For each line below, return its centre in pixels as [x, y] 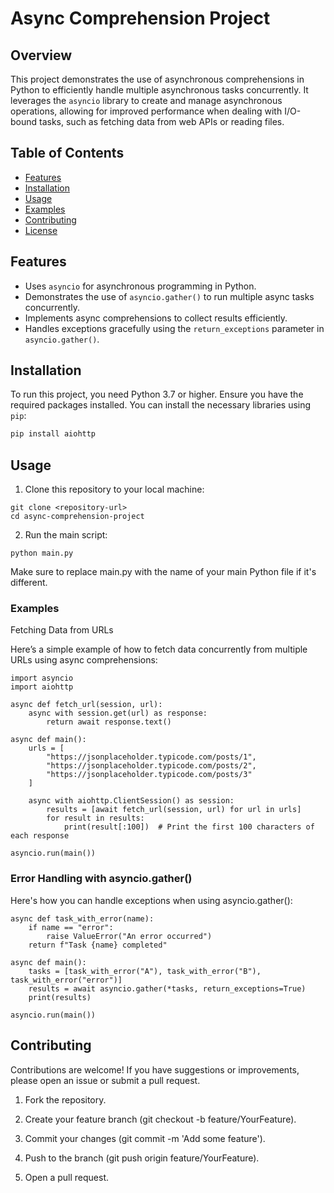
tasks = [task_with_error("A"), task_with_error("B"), [145, 971]
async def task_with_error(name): [82, 918]
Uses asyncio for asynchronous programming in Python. [140, 286]
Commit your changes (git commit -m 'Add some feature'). [145, 1138]
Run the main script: [66, 535]
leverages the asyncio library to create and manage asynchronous [146, 100]
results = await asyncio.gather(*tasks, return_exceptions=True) [167, 988]
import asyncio [42, 678]
